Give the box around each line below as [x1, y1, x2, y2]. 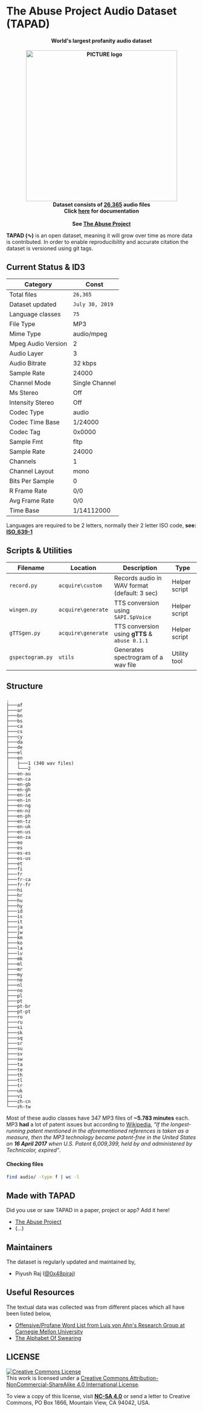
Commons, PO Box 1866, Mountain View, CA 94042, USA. [6, 1399, 150, 1406]
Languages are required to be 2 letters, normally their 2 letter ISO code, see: [6, 521, 196, 529]
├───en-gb [6, 781, 31, 788]
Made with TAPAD [6, 1190, 76, 1201]
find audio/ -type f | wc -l [6, 1173, 80, 1180]
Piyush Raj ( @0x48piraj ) [14, 1270, 76, 1277]
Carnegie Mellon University [14, 1327, 83, 1335]
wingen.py [9, 606, 37, 613]
